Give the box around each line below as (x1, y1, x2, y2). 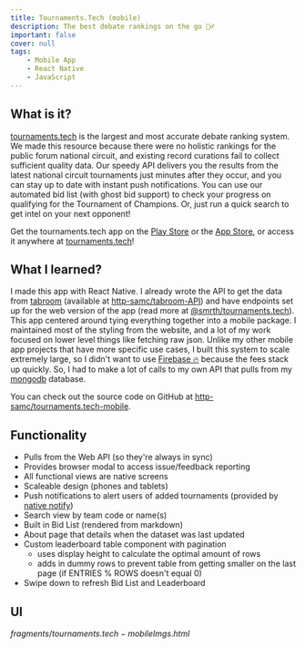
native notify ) (23, 500, 74, 511)
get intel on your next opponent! (10, 208, 131, 219)
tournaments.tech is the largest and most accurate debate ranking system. (10, 130, 290, 141)
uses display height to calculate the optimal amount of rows (36, 549, 261, 560)
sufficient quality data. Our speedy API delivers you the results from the (10, 159, 279, 170)
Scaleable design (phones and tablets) (23, 480, 169, 492)
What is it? (10, 107, 72, 122)
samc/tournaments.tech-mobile (10, 401, 129, 412)
